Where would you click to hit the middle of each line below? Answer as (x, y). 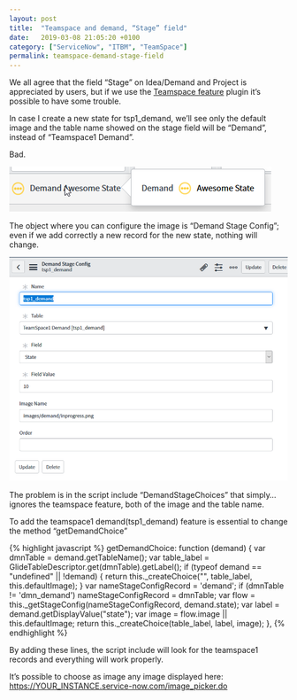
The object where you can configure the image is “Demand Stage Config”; (145, 226)
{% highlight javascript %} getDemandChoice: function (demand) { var (137, 548)
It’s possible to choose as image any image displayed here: (116, 677)
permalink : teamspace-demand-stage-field (87, 56)
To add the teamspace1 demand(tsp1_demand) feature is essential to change (149, 522)
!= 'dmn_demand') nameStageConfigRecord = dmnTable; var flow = (133, 595)
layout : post (33, 19)
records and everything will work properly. (86, 659)
